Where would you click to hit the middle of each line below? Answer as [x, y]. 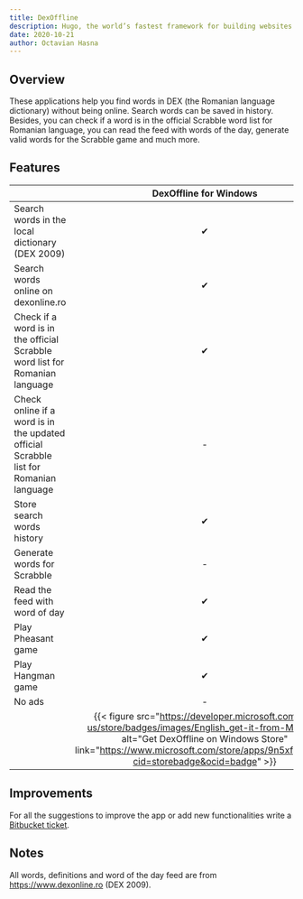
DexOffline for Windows [205, 193]
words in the [40, 219]
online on [33, 291]
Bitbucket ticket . [40, 825]
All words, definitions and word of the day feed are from [113, 875]
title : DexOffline [44, 18]
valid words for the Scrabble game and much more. [105, 140]
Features [35, 168]
